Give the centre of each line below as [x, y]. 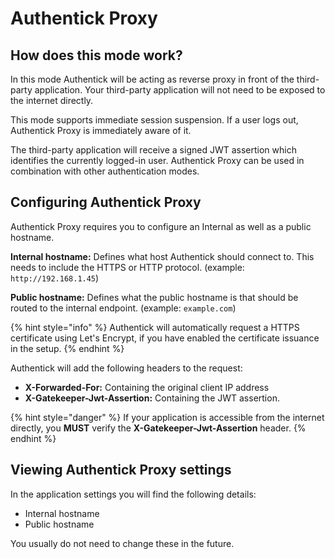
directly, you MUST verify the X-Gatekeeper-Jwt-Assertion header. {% [158, 428]
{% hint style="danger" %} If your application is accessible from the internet [167, 417]
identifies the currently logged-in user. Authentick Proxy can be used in [157, 160]
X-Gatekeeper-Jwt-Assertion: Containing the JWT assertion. [152, 398]
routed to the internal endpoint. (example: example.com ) [123, 308]
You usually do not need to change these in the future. [122, 543]
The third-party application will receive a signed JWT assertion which [153, 150]
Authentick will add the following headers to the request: [126, 368]
